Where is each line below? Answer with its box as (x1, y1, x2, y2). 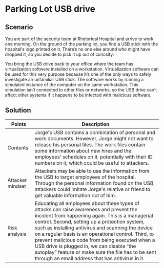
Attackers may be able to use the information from (35, 167, 150, 174)
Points (11, 121, 27, 128)
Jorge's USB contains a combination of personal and (35, 129, 155, 135)
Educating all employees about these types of (35, 200, 140, 206)
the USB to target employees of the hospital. (35, 174, 136, 180)
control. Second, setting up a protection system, (35, 218, 145, 225)
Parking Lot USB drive (5, 3, 96, 15)
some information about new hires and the (35, 147, 132, 154)
